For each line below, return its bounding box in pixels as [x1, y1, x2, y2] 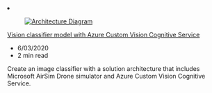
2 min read [17, 52, 49, 59]
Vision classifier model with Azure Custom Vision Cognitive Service [7, 31, 200, 39]
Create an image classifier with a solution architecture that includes [7, 65, 200, 72]
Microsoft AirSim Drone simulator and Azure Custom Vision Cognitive [7, 72, 206, 80]
